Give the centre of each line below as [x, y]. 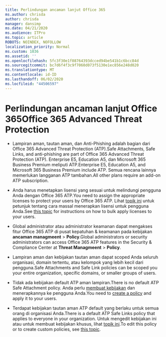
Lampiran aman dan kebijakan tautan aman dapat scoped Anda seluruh [85, 257]
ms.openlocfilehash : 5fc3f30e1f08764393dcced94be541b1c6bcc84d [72, 61]
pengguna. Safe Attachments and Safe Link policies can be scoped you [85, 267]
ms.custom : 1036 [22, 51]
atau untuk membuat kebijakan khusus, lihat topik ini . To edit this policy [84, 324]
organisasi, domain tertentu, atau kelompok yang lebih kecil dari [78, 262]
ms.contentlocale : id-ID [31, 75]
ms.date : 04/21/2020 [27, 28]
